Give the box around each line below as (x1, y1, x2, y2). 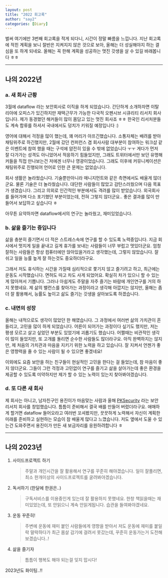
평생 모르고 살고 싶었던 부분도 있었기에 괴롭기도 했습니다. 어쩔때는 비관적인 (5, 329, 151, 335)
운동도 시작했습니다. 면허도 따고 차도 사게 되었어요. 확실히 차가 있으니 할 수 (5, 272, 150, 278)
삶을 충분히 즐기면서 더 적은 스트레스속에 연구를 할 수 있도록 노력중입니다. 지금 (5, 236, 157, 242)
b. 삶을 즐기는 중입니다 (5, 224, 56, 231)
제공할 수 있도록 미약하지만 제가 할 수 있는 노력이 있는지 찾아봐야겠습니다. (5, 371, 148, 377)
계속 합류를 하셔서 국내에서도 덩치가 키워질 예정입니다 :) (10, 122, 119, 128)
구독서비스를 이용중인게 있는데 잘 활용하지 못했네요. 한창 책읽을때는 (24, 495, 156, 501)
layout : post (5, 7, 32, 12)
